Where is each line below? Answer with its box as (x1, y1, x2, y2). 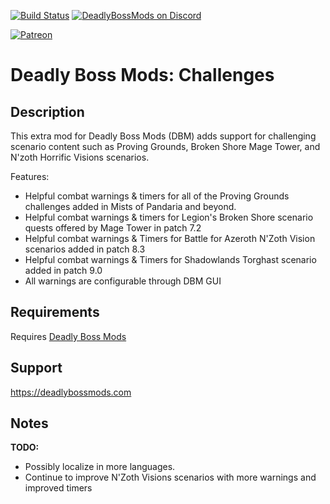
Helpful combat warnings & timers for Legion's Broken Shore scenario (24, 211, 314, 223)
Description (10, 103, 85, 120)
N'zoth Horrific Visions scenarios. (10, 151, 150, 163)
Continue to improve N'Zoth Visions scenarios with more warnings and (24, 471, 317, 484)
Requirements (10, 304, 100, 321)
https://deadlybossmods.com (10, 386, 132, 398)
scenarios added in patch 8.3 (24, 243, 146, 255)
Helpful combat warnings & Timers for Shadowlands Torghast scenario (24, 254, 317, 265)
